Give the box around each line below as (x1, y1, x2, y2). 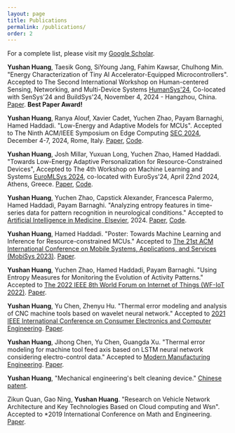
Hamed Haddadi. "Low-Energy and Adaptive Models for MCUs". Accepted (7, 121, 222, 130)
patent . (7, 382, 28, 390)
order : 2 (7, 30, 33, 37)
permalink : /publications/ (7, 23, 86, 30)
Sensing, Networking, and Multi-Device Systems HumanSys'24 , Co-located (7, 85, 226, 94)
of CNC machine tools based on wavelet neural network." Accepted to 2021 (7, 309, 226, 318)
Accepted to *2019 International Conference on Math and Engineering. (7, 410, 212, 419)
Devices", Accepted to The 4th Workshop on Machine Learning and (7, 165, 203, 173)
